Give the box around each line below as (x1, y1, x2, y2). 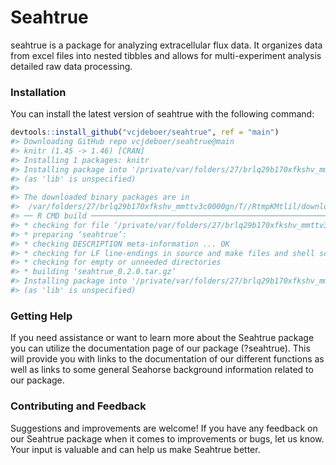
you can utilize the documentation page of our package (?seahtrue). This (10, 342, 311, 355)
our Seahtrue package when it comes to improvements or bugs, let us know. (10, 432, 325, 445)
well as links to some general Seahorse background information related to (10, 364, 314, 376)
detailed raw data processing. (10, 60, 133, 72)
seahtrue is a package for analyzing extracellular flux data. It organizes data (10, 39, 323, 51)
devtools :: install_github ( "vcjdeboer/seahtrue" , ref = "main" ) (10, 127, 280, 138)
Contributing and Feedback (10, 399, 147, 413)
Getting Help (10, 309, 73, 323)
